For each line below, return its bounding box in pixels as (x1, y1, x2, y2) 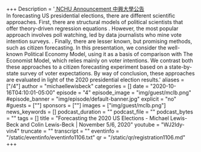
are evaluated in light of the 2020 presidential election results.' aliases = (6, 76, 185, 83)
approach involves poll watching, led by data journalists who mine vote (6, 31, 182, 38)
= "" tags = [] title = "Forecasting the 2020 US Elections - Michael (6, 115, 170, 122)
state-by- (169, 63, 193, 71)
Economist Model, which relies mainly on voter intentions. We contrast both (6, 57, 194, 64)
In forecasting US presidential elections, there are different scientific (6, 12, 176, 19)
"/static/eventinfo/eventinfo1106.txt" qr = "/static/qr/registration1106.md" (6, 134, 185, 141)
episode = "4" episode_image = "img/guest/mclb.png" (56, 89, 191, 96)
